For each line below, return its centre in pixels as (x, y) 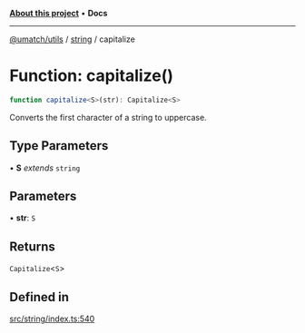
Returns (33, 246)
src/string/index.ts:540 (52, 319)
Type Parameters (59, 146)
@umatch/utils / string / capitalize (73, 39)
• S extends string (45, 168)
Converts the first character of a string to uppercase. (108, 117)
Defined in (39, 297)
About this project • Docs (59, 13)
